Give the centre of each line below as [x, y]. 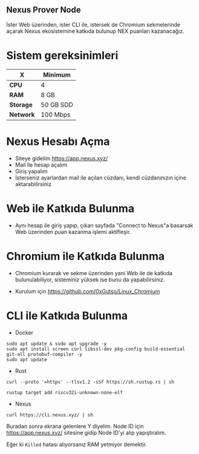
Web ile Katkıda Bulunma [70, 208]
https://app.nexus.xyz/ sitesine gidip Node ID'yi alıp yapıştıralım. [86, 432]
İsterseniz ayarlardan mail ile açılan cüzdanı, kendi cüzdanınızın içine [100, 178]
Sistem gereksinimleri [62, 55]
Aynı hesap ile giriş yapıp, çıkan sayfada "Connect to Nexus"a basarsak [104, 225]
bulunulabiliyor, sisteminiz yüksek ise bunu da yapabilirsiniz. [90, 279]
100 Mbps [56, 115]
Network [22, 115]
